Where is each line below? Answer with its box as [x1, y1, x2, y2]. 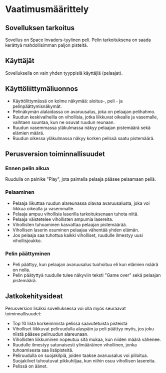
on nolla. [12, 267, 30, 273]
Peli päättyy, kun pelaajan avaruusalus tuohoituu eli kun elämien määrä [12, 261, 158, 267]
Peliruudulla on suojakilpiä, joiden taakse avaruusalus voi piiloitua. [12, 352, 148, 358]
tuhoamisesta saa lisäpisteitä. [12, 347, 73, 353]
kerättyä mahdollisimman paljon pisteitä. [5, 42, 88, 48]
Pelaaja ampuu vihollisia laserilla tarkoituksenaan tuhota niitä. [12, 211, 139, 217]
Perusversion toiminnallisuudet [5, 150, 105, 159]
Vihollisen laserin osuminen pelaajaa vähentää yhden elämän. [12, 227, 139, 233]
